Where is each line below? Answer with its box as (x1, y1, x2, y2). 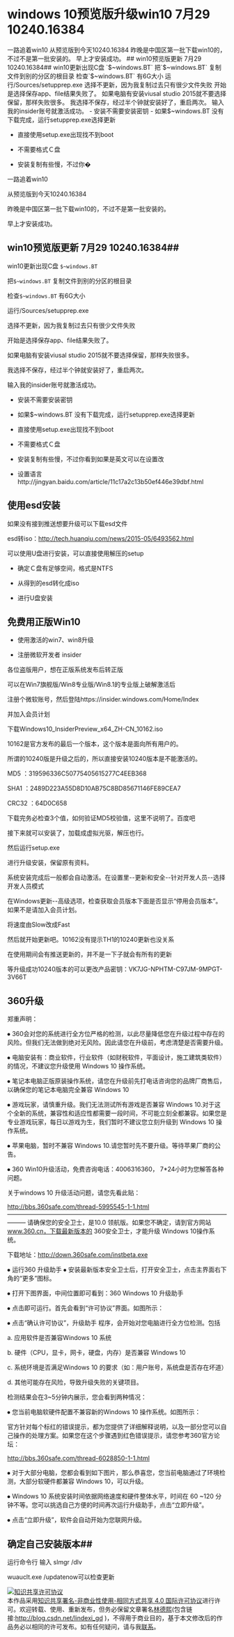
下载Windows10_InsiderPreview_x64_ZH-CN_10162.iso (7, 725, 164, 734)
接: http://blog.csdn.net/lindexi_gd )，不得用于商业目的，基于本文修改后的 (7, 1614, 217, 1622)
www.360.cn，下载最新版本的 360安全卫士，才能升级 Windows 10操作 (7, 1227, 209, 1235)
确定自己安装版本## (7, 1538, 93, 1550)
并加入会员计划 (7, 710, 50, 718)
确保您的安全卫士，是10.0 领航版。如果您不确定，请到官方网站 (33, 1218, 212, 1227)
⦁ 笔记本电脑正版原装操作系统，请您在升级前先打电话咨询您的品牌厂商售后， (7, 1077, 226, 1085)
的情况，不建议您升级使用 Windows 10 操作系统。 (7, 1062, 150, 1070)
